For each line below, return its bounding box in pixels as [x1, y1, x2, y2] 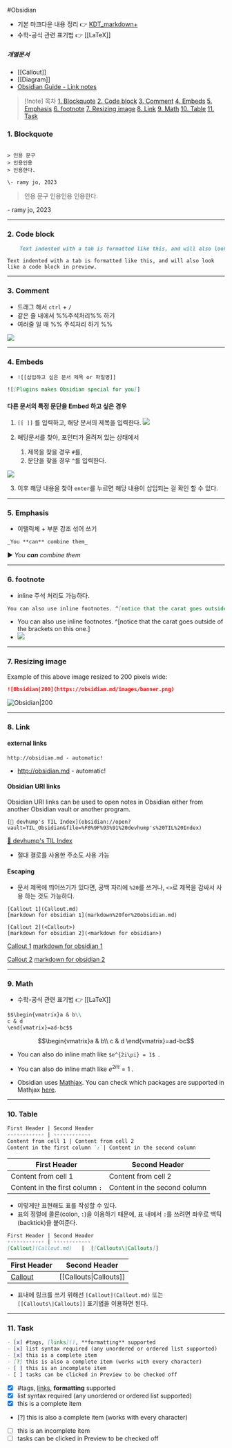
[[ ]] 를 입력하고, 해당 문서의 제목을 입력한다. [17, 418, 142, 427]
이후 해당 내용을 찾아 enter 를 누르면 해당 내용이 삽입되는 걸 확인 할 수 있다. [17, 484, 219, 492]
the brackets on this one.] [17, 625, 90, 633]
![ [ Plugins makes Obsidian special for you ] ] [7, 386, 140, 393]
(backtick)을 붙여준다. [17, 1218, 78, 1226]
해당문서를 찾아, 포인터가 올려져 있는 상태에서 [17, 433, 139, 441]
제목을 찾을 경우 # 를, [27, 448, 83, 456]
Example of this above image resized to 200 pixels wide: [7, 673, 168, 681]
